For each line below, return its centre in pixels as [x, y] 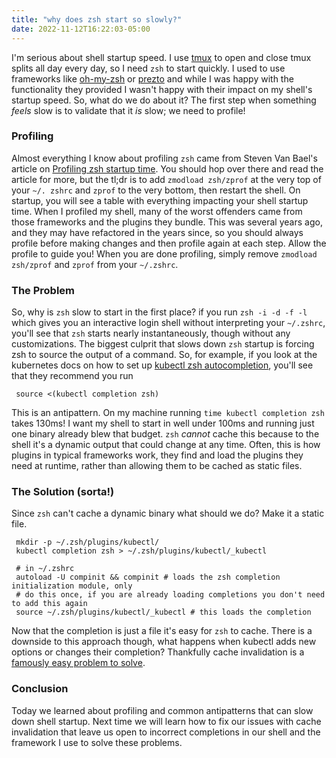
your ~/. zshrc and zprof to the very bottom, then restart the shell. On [156, 190]
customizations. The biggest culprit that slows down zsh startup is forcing [163, 344]
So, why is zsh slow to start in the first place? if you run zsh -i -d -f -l [159, 312]
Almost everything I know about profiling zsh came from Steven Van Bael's [164, 158]
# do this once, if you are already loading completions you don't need [170, 595]
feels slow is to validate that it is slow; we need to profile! [128, 110]
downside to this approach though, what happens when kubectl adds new [164, 642]
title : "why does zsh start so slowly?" [97, 19]
